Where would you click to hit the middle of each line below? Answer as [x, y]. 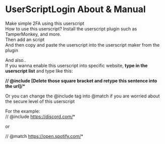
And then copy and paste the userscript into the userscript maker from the [82, 45]
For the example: [23, 111]
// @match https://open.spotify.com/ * [44, 136]
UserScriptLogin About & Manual [76, 9]
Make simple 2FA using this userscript [45, 23]
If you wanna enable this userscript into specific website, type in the [76, 65]
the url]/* [15, 86]
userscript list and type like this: [39, 71]
